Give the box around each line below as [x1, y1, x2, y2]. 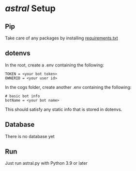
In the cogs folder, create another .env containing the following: [5, 84, 132, 90]
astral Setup [5, 3, 56, 14]
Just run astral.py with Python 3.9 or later [5, 160, 88, 166]
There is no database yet [5, 133, 55, 139]
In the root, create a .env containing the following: [5, 62, 104, 68]
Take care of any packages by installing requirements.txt [5, 35, 118, 41]
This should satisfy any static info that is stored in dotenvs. [5, 106, 122, 112]
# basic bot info [5, 93, 40, 99]
